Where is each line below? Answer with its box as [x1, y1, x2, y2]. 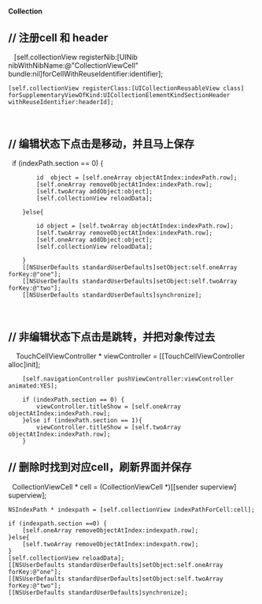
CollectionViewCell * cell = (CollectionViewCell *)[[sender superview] [11, 482, 237, 491]
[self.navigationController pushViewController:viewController [22, 375, 234, 383]
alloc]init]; [8, 360, 41, 370]
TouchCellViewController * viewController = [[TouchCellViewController [15, 351, 245, 361]
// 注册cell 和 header [8, 31, 109, 44]
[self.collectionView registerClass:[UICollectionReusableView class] [8, 84, 245, 92]
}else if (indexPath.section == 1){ [22, 417, 143, 425]
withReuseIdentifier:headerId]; [8, 99, 114, 107]
